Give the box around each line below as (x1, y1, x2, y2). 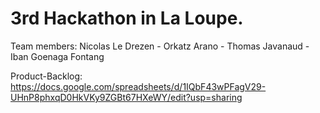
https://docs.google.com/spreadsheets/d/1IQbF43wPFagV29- (10, 80, 267, 92)
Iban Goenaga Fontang (10, 50, 105, 62)
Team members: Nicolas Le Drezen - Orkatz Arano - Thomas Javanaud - (10, 40, 310, 52)
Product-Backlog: (10, 70, 83, 82)
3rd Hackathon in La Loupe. (10, 7, 244, 30)
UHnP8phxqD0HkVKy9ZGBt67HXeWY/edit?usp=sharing (10, 91, 243, 103)
